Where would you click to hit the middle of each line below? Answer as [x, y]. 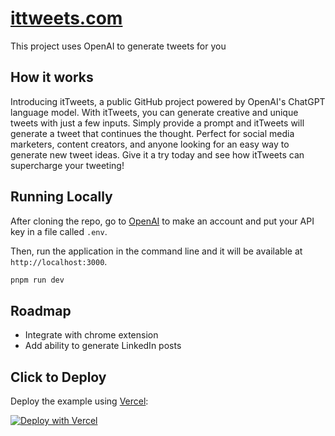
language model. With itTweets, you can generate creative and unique [154, 112]
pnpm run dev [37, 280]
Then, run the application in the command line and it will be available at [156, 251]
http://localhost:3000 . [59, 261]
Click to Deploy [58, 377]
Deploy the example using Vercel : [79, 401]
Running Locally [61, 197]
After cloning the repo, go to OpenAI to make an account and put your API [162, 221]
